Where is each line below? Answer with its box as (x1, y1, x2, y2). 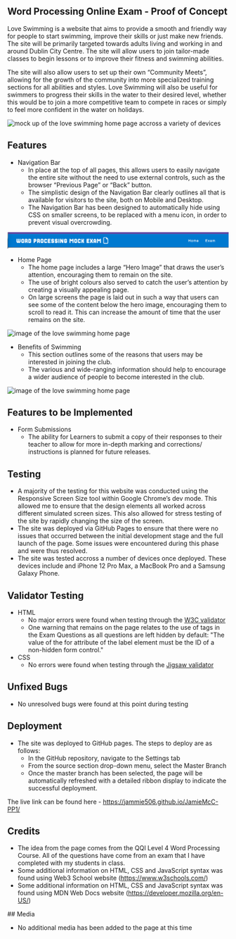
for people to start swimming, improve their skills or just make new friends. (7, 32, 223, 40)
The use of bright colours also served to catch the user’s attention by (27, 278, 228, 286)
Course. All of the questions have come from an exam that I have (17, 852, 206, 860)
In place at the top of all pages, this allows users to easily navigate (27, 166, 220, 174)
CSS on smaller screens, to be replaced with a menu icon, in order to (27, 211, 227, 219)
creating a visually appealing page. (27, 285, 129, 294)
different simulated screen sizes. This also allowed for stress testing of (17, 509, 223, 518)
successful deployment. (27, 783, 98, 792)
